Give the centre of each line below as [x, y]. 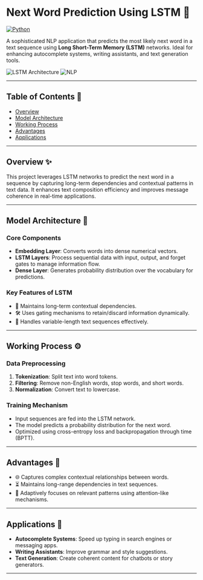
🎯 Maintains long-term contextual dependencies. [76, 306]
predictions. [30, 277]
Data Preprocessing [36, 363]
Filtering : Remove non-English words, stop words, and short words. [99, 383]
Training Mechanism [37, 405]
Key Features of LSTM [39, 292]
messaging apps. [37, 545]
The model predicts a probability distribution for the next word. [93, 425]
